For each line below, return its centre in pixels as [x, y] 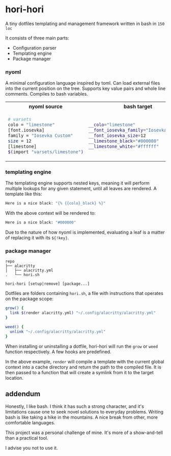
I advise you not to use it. [32, 448]
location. [15, 378]
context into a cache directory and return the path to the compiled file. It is [83, 367]
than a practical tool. [27, 438]
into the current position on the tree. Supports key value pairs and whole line [85, 88]
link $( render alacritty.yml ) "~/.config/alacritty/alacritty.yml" [83, 313]
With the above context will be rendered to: [50, 213]
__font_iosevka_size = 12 [117, 136]
